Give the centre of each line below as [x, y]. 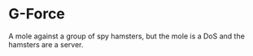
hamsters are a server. [46, 44]
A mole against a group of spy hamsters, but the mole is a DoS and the [127, 36]
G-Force [37, 14]
